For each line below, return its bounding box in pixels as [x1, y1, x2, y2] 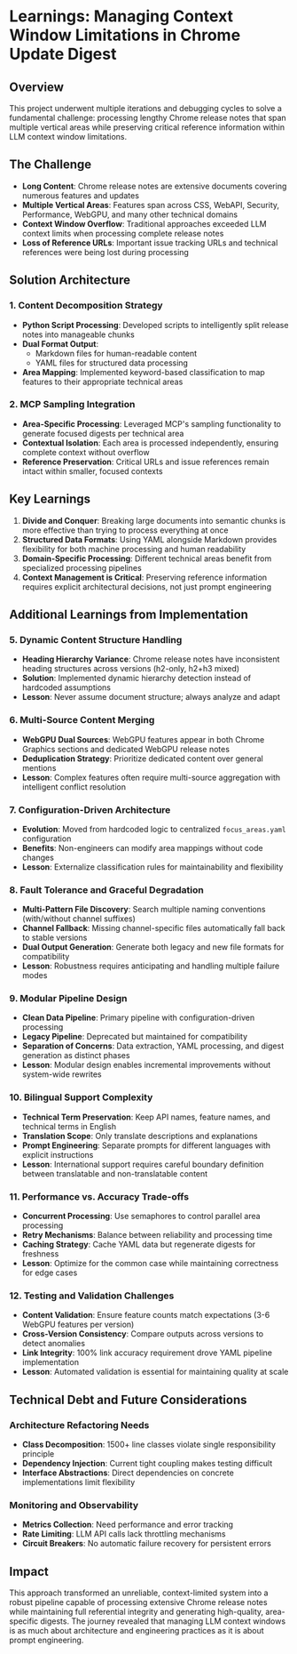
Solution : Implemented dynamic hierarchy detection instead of [21, 673, 251, 684]
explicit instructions [21, 1149, 94, 1160]
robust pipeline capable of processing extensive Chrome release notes [9, 1597, 268, 1608]
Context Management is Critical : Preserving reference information [21, 572, 268, 582]
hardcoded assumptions [21, 682, 111, 693]
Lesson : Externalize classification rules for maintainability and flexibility [21, 861, 284, 872]
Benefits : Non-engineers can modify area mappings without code [21, 842, 263, 853]
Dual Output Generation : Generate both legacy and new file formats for [21, 942, 285, 952]
